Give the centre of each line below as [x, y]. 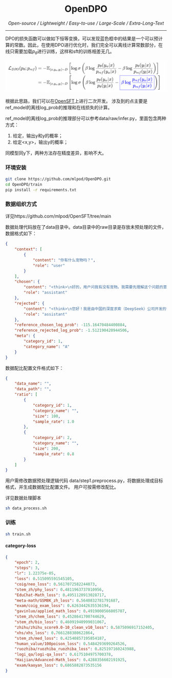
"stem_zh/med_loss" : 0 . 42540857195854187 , [60, 638]
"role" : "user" [49, 265]
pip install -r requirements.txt [41, 190]
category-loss [21, 545]
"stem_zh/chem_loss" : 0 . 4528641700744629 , [60, 617]
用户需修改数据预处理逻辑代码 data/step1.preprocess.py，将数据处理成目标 [84, 481]
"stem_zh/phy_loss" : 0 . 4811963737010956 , [59, 590]
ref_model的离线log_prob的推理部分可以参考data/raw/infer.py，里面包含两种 [86, 118]
